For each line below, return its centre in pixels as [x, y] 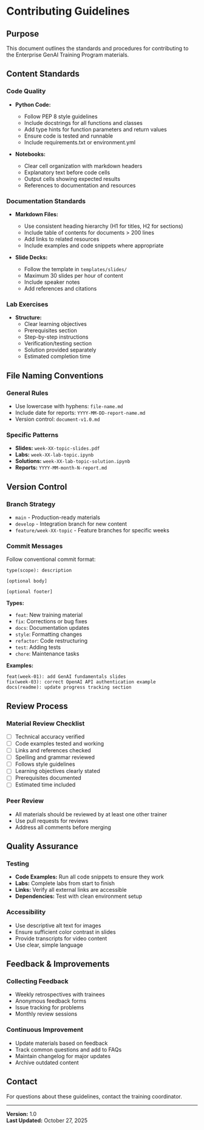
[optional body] [27, 581]
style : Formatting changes [49, 634]
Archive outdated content [47, 1062]
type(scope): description [39, 571]
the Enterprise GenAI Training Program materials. [68, 55]
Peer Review [25, 801]
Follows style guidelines [45, 764]
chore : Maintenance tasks [47, 654]
